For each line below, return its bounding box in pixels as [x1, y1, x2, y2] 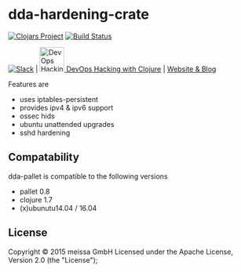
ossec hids [19, 111, 55, 121]
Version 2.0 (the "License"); [8, 255, 98, 264]
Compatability [8, 151, 80, 164]
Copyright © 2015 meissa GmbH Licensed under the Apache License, [8, 247, 234, 256]
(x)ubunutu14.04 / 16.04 [19, 203, 97, 212]
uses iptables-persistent [19, 94, 99, 103]
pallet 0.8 [19, 187, 50, 196]
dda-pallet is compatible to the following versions [8, 171, 168, 181]
